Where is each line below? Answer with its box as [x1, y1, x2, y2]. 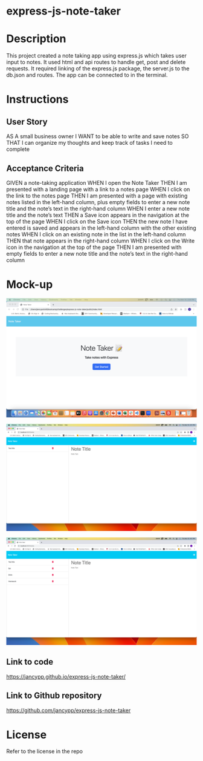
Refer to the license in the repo [6, 748, 83, 755]
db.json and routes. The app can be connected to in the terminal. [6, 71, 168, 79]
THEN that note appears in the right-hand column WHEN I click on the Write [6, 237, 195, 244]
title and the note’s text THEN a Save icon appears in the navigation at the [6, 211, 189, 219]
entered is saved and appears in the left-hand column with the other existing [6, 224, 196, 231]
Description [6, 32, 66, 46]
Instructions [6, 93, 69, 107]
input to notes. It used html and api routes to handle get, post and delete [6, 59, 186, 66]
